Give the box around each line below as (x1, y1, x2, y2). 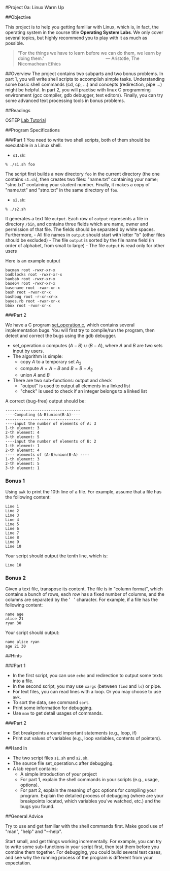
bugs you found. (20, 803, 55, 810)
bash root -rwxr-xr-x (5, 290, 51, 295)
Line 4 (5, 517, 19, 522)
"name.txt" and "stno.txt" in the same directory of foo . (5, 187, 119, 193)
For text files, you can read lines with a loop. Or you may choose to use (12, 689, 161, 695)
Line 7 (5, 530, 19, 535)
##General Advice (5, 813, 43, 819)
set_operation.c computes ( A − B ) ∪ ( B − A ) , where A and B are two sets (12, 343, 163, 348)
